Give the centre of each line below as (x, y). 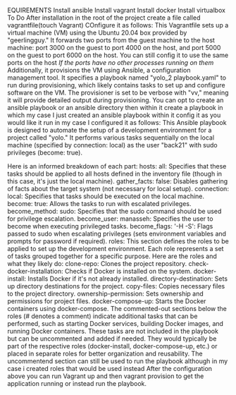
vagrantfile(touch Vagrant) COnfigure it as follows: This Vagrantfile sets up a (118, 25)
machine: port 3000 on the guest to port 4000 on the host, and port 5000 (114, 48)
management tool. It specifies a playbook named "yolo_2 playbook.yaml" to (117, 78)
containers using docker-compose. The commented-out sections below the (117, 309)
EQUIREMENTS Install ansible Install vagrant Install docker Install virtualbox (116, 10)
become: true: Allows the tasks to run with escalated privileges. (99, 203)
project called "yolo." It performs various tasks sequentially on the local (111, 138)
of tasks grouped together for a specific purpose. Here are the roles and (112, 256)
